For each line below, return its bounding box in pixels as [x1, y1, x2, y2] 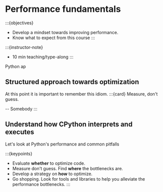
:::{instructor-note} [5, 44, 43, 50]
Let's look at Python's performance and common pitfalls [5, 141, 120, 147]
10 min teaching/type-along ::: [12, 53, 74, 60]
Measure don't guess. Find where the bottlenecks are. [12, 165, 123, 171]
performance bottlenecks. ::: [12, 181, 71, 187]
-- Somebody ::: [5, 105, 38, 112]
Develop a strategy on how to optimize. [12, 171, 93, 177]
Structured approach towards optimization [5, 78, 139, 86]
